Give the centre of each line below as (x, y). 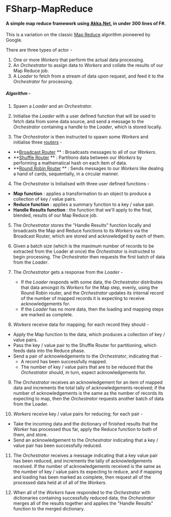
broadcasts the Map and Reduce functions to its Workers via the (80, 231)
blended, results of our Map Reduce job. (55, 216)
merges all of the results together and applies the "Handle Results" (83, 503)
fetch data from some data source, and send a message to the (78, 122)
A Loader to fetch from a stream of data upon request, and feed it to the (89, 76)
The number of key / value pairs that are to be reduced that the (87, 367)
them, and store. (30, 435)
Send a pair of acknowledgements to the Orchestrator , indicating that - (88, 356)
